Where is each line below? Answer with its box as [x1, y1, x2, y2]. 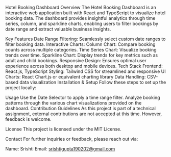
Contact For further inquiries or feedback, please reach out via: [5, 136, 138, 142]
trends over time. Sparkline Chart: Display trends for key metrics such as [5, 52, 158, 58]
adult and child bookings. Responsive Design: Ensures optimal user [5, 58, 147, 63]
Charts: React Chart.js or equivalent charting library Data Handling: [5, 74, 146, 80]
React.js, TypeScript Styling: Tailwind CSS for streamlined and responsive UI [5, 68, 166, 74]
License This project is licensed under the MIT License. [5, 126, 121, 132]
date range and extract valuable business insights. [5, 26, 111, 32]
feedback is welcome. [5, 116, 52, 122]
